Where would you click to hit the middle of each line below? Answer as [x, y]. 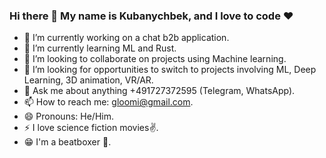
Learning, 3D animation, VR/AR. [88, 80]
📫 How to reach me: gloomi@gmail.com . [108, 102]
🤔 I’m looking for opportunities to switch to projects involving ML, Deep [170, 70]
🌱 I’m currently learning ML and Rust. [100, 48]
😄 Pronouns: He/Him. [68, 116]
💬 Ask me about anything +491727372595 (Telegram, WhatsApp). [159, 91]
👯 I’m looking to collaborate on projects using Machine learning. [155, 59]
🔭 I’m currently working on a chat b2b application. [126, 38]
